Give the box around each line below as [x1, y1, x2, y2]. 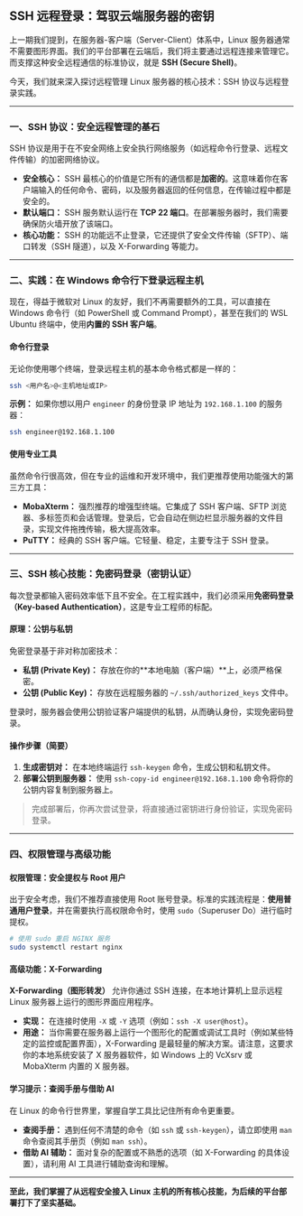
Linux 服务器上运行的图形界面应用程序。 [9, 997, 159, 1007]
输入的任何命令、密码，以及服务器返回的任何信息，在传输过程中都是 [38, 184, 291, 196]
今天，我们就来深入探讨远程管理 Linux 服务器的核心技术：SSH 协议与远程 [9, 76, 281, 87]
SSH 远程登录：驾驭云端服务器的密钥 [9, 8, 215, 24]
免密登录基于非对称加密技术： [9, 645, 120, 656]
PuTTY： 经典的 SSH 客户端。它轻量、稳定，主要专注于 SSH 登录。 [22, 534, 274, 545]
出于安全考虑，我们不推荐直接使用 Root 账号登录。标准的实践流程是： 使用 [9, 894, 284, 905]
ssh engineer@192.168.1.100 [9, 428, 115, 437]
